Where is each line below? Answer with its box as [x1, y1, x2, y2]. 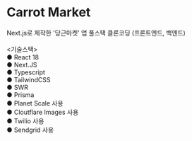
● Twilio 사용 [6, 116, 44, 125]
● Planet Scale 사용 [6, 98, 64, 107]
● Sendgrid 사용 [6, 125, 54, 134]
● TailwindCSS [6, 75, 51, 84]
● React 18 [6, 52, 40, 61]
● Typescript [6, 68, 45, 77]
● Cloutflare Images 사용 [6, 108, 79, 116]
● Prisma [6, 90, 35, 99]
